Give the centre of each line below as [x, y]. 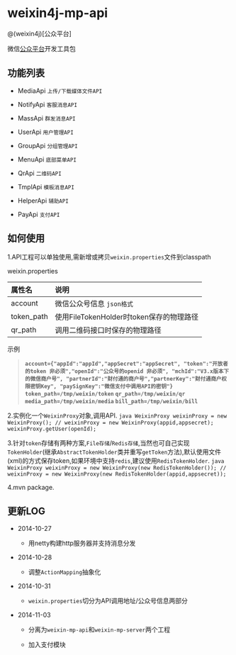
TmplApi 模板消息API [46, 186]
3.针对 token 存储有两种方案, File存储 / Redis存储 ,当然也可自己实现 [99, 443]
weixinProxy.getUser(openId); [52, 429]
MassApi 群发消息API [46, 118]
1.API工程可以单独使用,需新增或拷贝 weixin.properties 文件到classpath [109, 257]
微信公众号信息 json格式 [94, 303]
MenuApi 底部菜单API [47, 159]
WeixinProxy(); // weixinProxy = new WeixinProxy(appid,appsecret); [111, 422]
